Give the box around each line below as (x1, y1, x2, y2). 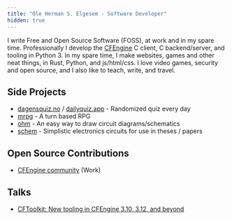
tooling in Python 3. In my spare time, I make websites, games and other (7, 50, 215, 60)
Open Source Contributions (7, 147, 129, 159)
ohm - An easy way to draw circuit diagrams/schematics (17, 120, 180, 128)
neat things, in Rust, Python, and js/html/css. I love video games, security (7, 58, 219, 67)
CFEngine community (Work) (17, 166, 101, 174)
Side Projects (7, 85, 66, 98)
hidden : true (7, 17, 45, 24)
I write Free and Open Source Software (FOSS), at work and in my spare (7, 36, 215, 44)
